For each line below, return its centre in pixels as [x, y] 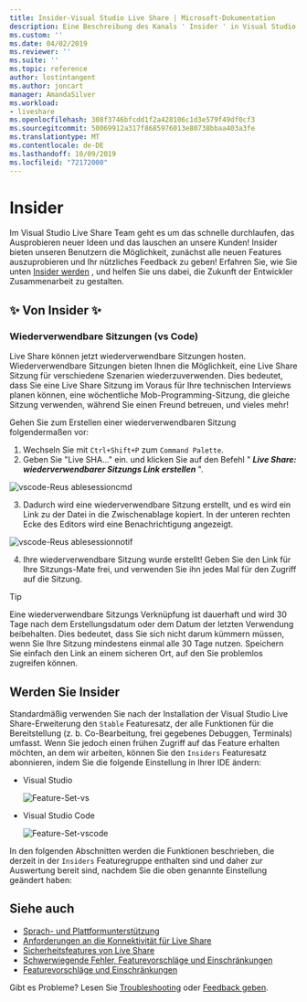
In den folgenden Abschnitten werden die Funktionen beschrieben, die [142, 850]
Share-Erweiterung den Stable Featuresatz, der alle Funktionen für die [142, 723]
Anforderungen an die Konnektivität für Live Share [117, 940]
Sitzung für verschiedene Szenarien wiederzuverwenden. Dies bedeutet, [146, 376]
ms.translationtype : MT [55, 137]
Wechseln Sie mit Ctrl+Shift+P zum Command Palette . [123, 450]
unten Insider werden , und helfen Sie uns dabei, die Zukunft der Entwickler [151, 272]
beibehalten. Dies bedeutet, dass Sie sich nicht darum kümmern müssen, [147, 634]
